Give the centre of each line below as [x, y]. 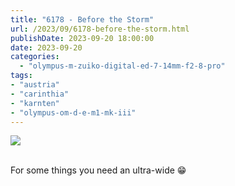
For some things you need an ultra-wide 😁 [98, 170]
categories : [35, 57]
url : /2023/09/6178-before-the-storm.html [100, 29]
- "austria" [35, 85]
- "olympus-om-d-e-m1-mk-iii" [73, 112]
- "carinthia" [40, 94]
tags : [21, 76]
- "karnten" [35, 103]
